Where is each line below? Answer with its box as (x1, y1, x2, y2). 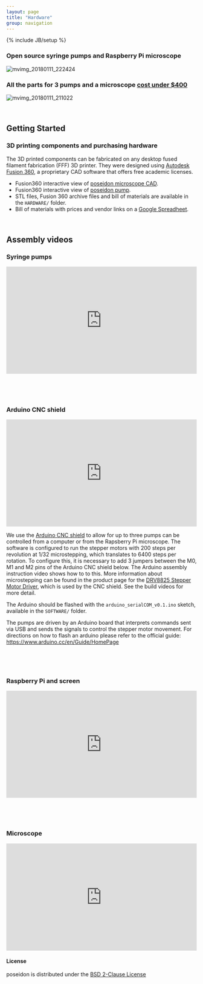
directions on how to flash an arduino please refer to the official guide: (6, 631, 181, 639)
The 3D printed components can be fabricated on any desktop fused (6, 155, 178, 162)
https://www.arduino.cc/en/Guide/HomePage (6, 638, 119, 645)
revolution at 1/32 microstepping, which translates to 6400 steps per (6, 551, 176, 558)
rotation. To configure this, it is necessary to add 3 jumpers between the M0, (6, 557, 197, 564)
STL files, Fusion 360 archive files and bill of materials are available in (14, 193, 188, 200)
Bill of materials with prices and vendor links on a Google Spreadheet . (14, 205, 189, 212)
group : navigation (6, 20, 53, 26)
